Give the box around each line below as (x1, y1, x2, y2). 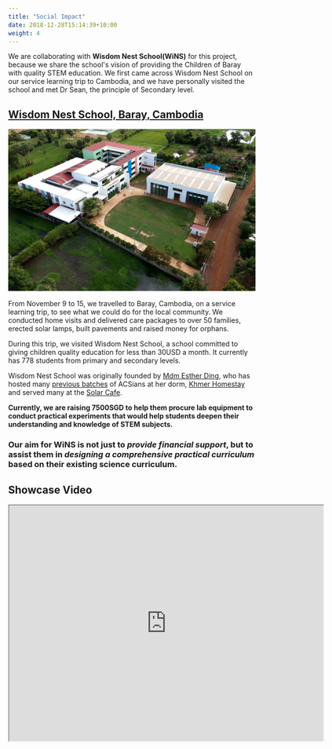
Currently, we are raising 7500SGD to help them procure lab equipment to (8, 403, 254, 412)
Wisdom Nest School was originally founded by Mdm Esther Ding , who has (8, 371, 250, 381)
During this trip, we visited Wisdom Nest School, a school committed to (8, 339, 239, 349)
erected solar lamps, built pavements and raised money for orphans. (8, 324, 229, 334)
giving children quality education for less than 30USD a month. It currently (8, 348, 249, 357)
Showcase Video (8, 483, 93, 496)
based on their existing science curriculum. (8, 459, 178, 470)
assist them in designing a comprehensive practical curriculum (8, 449, 255, 460)
